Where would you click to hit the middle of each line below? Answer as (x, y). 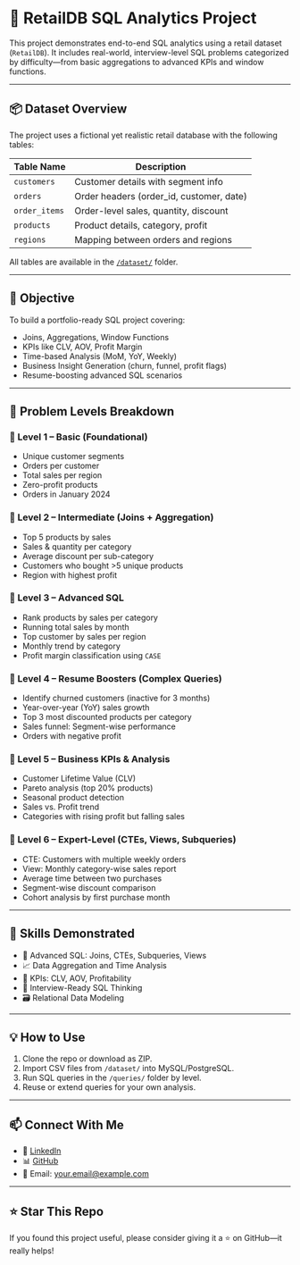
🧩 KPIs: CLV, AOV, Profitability (77, 978)
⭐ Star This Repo (57, 1211)
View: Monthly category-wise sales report (99, 868)
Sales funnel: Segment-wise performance (99, 726)
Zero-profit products (60, 485)
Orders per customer (61, 466)
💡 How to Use (47, 1037)
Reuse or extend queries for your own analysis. (109, 1087)
